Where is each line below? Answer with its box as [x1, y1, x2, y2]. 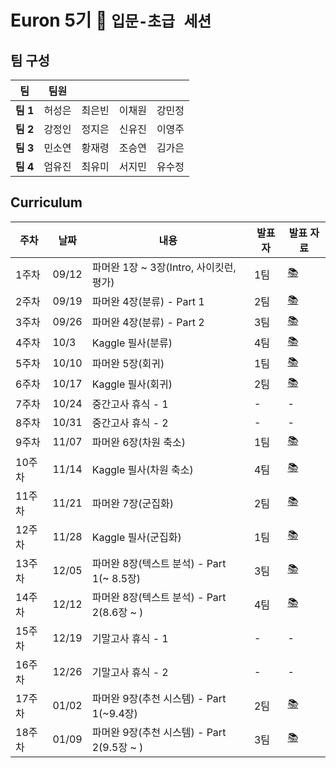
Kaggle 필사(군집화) [91, 530, 182, 544]
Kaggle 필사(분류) [91, 336, 173, 350]
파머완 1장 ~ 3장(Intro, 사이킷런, [91, 260, 237, 274]
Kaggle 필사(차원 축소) [91, 462, 194, 476]
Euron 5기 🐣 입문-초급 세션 [10, 9, 212, 32]
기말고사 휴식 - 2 [91, 665, 169, 679]
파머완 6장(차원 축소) [91, 436, 186, 450]
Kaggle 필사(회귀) [91, 377, 173, 391]
